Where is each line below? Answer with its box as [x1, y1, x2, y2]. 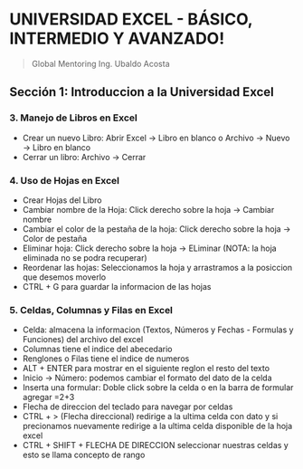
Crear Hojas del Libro [22, 195, 102, 206]
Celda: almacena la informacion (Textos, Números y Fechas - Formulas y [22, 324, 294, 335]
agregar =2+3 [22, 392, 75, 403]
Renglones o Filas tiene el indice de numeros [22, 353, 190, 364]
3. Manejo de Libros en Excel [9, 111, 138, 124]
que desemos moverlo [22, 272, 107, 282]
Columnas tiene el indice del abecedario [22, 344, 173, 355]
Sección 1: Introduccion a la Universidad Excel [9, 84, 274, 100]
